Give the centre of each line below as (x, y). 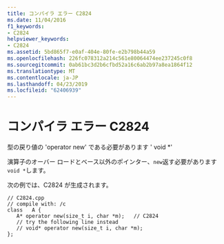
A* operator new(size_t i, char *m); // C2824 (87, 216)
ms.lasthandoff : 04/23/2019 (48, 84)
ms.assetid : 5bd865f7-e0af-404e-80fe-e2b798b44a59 (81, 52)
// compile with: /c (37, 204)
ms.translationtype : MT (41, 71)
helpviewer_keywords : (38, 39)
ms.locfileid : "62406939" (44, 90)
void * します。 (28, 170)
